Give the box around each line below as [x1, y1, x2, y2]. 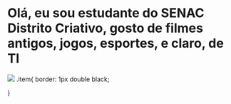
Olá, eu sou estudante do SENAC [7, 5, 205, 21]
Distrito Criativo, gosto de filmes [7, 20, 203, 36]
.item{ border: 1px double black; [16, 75, 110, 83]
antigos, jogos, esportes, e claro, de [7, 36, 225, 51]
